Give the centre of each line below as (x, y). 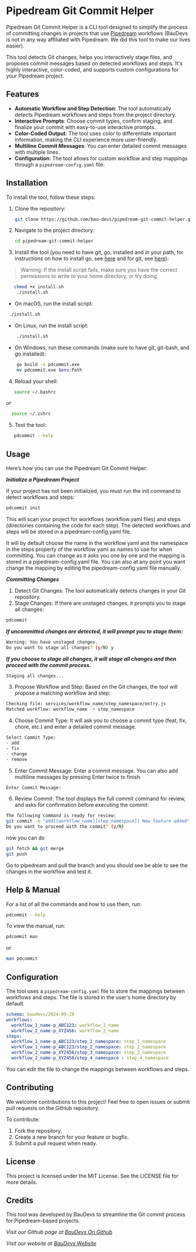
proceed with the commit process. (49, 665)
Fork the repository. (38, 1131)
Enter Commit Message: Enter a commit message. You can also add (96, 770)
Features (23, 94)
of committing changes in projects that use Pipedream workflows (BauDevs (97, 33)
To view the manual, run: (36, 926)
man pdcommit (22, 959)
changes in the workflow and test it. (49, 871)
